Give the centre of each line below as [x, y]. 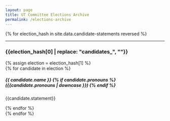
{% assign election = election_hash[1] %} [48, 63]
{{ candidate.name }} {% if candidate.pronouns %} [61, 80]
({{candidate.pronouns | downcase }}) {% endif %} [61, 85]
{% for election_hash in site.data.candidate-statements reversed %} [76, 34]
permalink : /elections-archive [38, 19]
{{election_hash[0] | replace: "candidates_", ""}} [67, 52]
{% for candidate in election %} [38, 68]
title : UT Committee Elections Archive [47, 15]
